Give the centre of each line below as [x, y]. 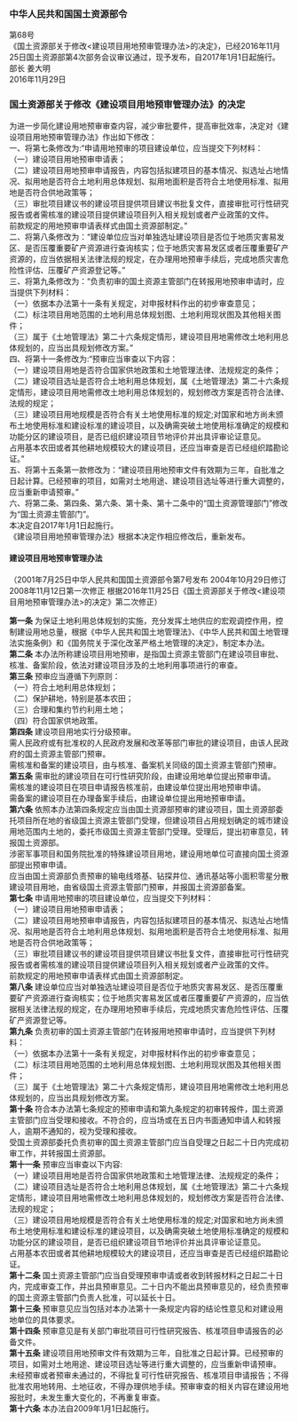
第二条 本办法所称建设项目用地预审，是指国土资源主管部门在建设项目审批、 [146, 653]
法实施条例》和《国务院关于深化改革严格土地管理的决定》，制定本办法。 [139, 643]
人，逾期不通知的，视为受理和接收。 [75, 1131]
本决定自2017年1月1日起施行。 [64, 525]
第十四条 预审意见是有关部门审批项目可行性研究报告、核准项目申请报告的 [142, 1331]
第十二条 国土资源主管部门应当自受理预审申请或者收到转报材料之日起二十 [142, 1275]
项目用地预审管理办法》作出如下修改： [86, 137]
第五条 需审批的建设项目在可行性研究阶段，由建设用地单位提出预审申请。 [142, 776]
